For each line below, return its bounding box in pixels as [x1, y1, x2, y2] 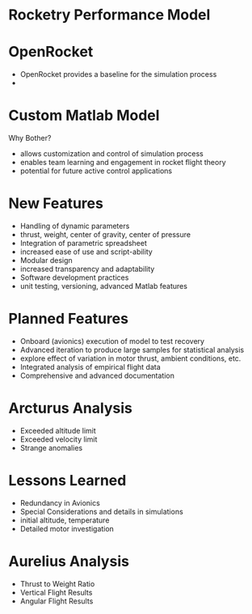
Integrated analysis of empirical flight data [19, 362, 162, 371]
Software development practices [19, 273, 129, 282]
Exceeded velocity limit [19, 434, 98, 444]
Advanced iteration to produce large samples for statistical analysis [19, 345, 245, 354]
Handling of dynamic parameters [19, 221, 130, 231]
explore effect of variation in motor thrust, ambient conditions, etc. [19, 354, 241, 363]
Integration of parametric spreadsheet [19, 239, 147, 248]
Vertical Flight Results [19, 587, 93, 597]
